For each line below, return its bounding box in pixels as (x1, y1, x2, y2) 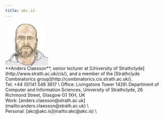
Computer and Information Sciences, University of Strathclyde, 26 (5, 86, 143, 93)
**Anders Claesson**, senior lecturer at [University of (5, 65, 118, 71)
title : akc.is (5, 8, 35, 13)
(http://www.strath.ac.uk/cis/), (5, 71, 68, 77)
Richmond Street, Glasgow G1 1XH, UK (5, 92, 86, 98)
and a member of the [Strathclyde (69, 71, 140, 77)
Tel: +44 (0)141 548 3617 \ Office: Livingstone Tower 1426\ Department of (5, 81, 159, 87)
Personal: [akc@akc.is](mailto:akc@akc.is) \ (5, 108, 97, 114)
